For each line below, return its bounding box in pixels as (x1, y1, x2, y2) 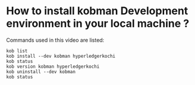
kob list (6, 48, 28, 54)
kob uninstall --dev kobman (6, 68, 76, 75)
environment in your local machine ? (6, 17, 190, 30)
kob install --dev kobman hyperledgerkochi (6, 53, 116, 59)
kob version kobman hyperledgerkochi (6, 64, 100, 70)
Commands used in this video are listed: (6, 36, 105, 43)
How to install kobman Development (6, 4, 188, 18)
